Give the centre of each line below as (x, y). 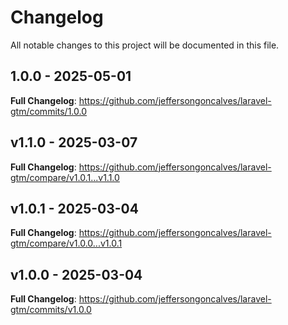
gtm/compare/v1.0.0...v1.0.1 (66, 243)
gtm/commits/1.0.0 (49, 111)
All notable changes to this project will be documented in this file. (145, 45)
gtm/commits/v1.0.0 (51, 310)
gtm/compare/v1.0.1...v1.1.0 (65, 177)
